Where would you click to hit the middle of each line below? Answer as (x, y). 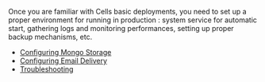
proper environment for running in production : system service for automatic (133, 20)
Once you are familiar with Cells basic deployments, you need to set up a (128, 12)
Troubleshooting (46, 69)
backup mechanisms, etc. (50, 37)
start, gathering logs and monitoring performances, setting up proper (121, 28)
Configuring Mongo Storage (65, 52)
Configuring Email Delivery (63, 61)
